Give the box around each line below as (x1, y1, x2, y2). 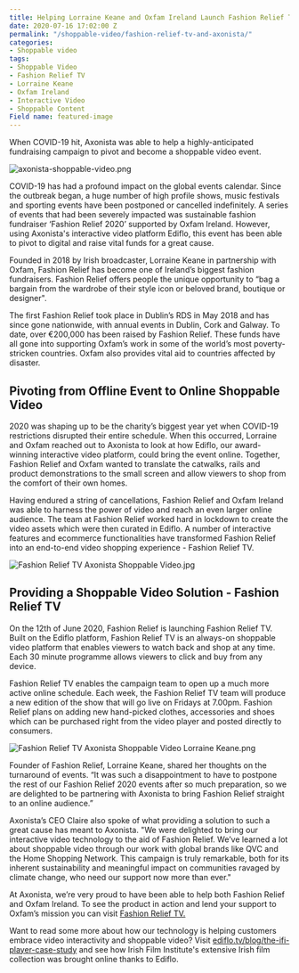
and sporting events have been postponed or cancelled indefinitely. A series (9, 200, 289, 210)
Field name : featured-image (9, 112, 114, 121)
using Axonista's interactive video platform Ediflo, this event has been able (9, 228, 283, 239)
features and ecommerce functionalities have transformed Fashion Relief (9, 532, 276, 544)
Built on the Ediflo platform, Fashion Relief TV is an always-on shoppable (9, 632, 276, 642)
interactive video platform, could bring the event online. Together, (39, 449, 280, 460)
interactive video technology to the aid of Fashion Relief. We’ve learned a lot (9, 834, 288, 845)
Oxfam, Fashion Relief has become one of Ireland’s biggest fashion (9, 265, 255, 275)
